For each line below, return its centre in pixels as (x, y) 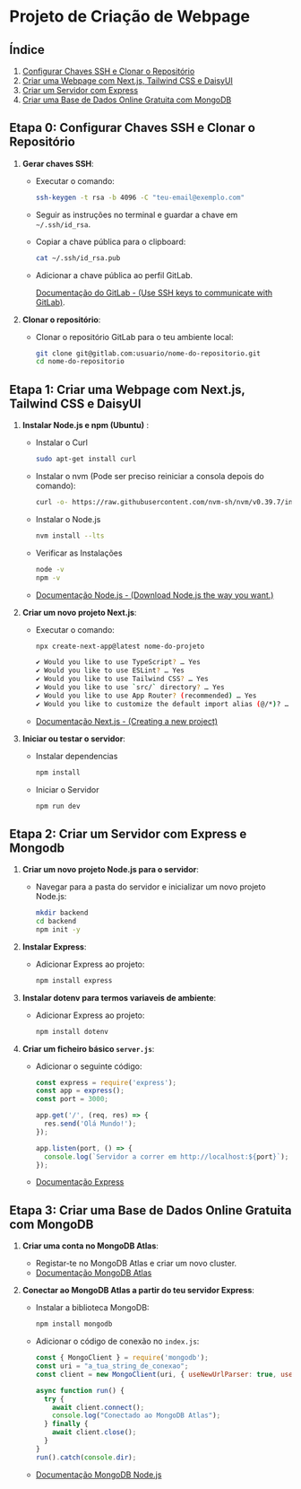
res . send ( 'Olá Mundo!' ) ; (90, 1124)
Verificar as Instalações (79, 553)
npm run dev (58, 806)
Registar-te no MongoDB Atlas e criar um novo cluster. (136, 1264)
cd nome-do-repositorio (80, 362)
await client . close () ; (95, 1432)
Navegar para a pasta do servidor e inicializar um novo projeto (150, 887)
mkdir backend (62, 913)
